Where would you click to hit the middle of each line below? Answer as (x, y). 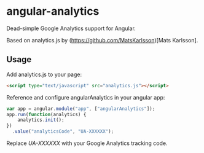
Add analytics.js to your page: (44, 74)
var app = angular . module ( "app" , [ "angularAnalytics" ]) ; (81, 109)
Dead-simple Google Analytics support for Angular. (71, 28)
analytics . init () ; (41, 120)
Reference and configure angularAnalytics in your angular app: (86, 97)
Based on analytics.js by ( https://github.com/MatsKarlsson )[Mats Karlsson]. (102, 40)
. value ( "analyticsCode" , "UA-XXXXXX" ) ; (63, 131)
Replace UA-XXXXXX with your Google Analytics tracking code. (87, 143)
